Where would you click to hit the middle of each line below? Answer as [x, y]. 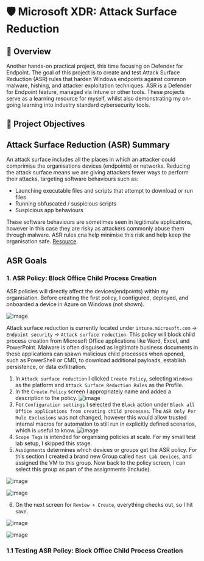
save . [22, 511]
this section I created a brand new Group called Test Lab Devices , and [103, 456]
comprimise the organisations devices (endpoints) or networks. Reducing [98, 166]
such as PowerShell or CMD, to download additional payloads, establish [96, 360]
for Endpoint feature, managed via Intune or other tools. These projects [96, 92]
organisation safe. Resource [41, 241]
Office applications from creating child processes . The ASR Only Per [105, 411]
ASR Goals [27, 261]
